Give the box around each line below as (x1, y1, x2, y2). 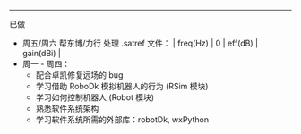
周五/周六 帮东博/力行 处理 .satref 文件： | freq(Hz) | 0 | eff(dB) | (21, 38, 258, 48)
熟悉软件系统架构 (35, 104, 99, 113)
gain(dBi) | (21, 48, 61, 58)
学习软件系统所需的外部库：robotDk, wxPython (35, 114, 209, 125)
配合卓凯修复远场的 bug (35, 70, 124, 80)
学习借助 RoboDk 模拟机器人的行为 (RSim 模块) (35, 81, 209, 91)
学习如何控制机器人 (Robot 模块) (35, 92, 155, 103)
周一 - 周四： (21, 59, 71, 69)
